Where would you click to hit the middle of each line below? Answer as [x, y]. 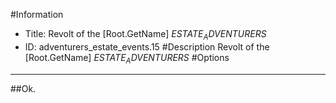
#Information [37, 14]
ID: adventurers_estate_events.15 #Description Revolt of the [147, 46]
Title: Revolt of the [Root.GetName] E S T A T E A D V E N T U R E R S [145, 35]
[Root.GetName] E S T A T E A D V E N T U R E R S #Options [127, 58]
